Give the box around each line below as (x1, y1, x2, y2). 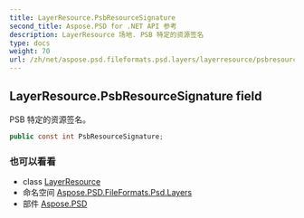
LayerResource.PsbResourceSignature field (9, 89, 262, 104)
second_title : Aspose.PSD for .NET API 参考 (9, 22, 177, 31)
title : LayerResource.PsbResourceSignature (9, 13, 176, 23)
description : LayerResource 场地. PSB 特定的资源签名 (9, 30, 204, 39)
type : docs (9, 38, 51, 48)
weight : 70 (9, 47, 51, 56)
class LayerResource (22, 175, 101, 186)
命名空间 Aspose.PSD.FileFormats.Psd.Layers (22, 186, 193, 197)
